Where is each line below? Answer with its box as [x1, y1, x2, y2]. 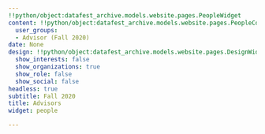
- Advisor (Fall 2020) [15, 33, 90, 42]
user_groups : [15, 26, 58, 34]
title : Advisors [8, 99, 62, 107]
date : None [8, 41, 44, 49]
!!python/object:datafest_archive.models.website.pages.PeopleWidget [8, 11, 242, 20]
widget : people [8, 107, 58, 115]
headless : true [8, 84, 58, 93]
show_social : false [15, 77, 80, 85]
